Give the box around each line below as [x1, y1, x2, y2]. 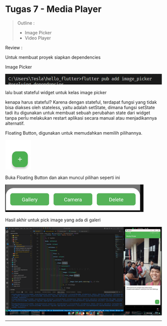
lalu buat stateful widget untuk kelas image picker [5, 90, 107, 96]
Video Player [24, 35, 51, 41]
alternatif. [5, 121, 25, 127]
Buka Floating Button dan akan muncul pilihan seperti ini [5, 174, 120, 180]
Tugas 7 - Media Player [5, 3, 102, 15]
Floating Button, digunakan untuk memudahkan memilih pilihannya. [5, 130, 143, 136]
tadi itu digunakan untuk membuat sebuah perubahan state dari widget [5, 110, 151, 116]
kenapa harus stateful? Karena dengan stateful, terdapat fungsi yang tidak [5, 99, 157, 105]
